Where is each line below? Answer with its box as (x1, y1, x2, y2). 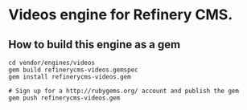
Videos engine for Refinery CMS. (8, 6, 233, 24)
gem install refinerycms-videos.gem (8, 73, 131, 81)
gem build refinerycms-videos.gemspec (8, 66, 138, 74)
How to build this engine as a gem (8, 38, 181, 51)
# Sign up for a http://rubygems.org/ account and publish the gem (8, 87, 240, 95)
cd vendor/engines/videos (8, 59, 95, 67)
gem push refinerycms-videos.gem (8, 94, 121, 102)
